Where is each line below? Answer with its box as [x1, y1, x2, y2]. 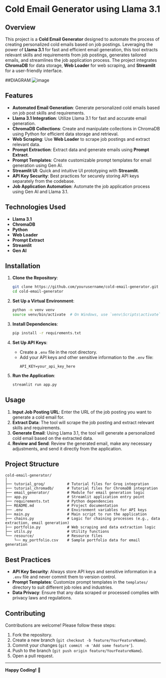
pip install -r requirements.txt [12, 330, 82, 335]
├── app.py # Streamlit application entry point [5, 495, 145, 500]
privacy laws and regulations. [12, 595, 73, 601]
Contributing [5, 609, 45, 618]
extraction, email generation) [5, 520, 70, 525]
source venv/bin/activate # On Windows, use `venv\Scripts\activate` [12, 312, 161, 317]
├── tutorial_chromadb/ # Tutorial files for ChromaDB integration [5, 486, 158, 491]
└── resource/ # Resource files [5, 533, 103, 539]
